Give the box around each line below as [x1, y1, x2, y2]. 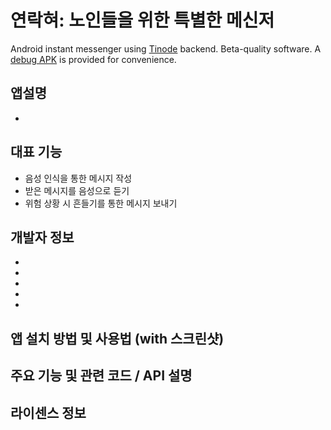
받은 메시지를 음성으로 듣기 [24, 184, 130, 196]
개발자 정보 [10, 229, 75, 246]
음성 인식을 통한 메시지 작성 [24, 172, 133, 184]
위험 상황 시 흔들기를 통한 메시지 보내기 [24, 197, 178, 209]
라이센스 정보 [10, 404, 87, 421]
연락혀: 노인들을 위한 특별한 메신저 [10, 9, 275, 32]
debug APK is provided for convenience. [10, 53, 177, 65]
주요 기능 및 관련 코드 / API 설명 [10, 367, 193, 385]
